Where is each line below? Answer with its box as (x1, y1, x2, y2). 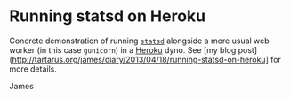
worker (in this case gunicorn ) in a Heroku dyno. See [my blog (9, 44, 237, 55)
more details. (9, 64, 58, 74)
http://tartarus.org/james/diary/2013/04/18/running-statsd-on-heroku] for (12, 54, 282, 64)
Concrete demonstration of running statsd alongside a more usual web (9, 35, 270, 46)
